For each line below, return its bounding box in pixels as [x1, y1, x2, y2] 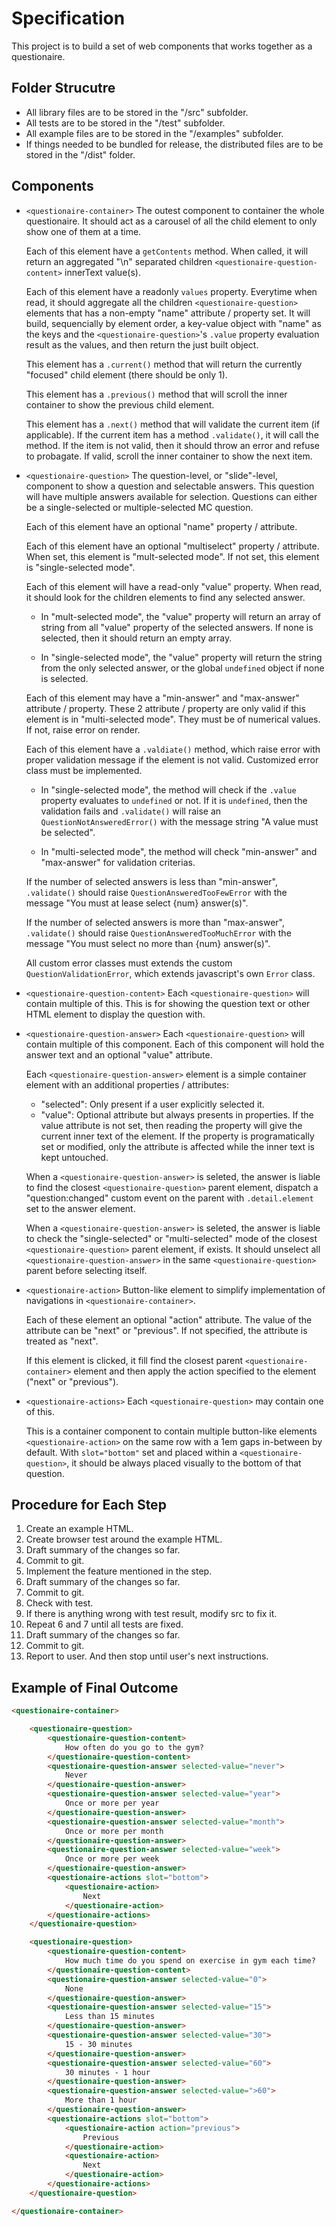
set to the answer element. [25, 1202, 136, 1214]
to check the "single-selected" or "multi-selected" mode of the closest [25, 1232, 318, 1244]
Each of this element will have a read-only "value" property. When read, [25, 580, 323, 592]
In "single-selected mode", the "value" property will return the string [40, 651, 323, 663]
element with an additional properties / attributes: [25, 1078, 230, 1091]
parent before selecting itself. [25, 1264, 148, 1276]
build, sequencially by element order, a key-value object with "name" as [25, 317, 322, 329]
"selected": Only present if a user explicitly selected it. [40, 1098, 265, 1110]
